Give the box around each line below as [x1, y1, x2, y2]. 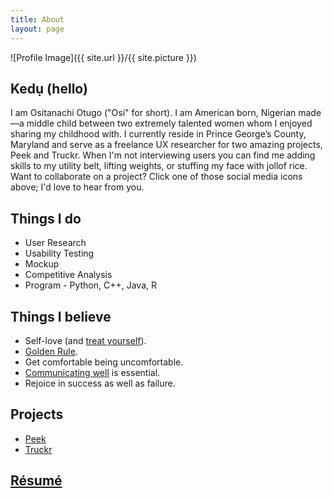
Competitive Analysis [24, 269, 113, 281]
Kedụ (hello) [10, 80, 88, 97]
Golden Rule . [24, 345, 78, 357]
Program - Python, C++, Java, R [24, 279, 157, 291]
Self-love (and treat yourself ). [24, 334, 147, 346]
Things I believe [10, 308, 112, 325]
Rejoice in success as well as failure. [24, 377, 176, 389]
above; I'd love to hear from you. [10, 181, 145, 193]
